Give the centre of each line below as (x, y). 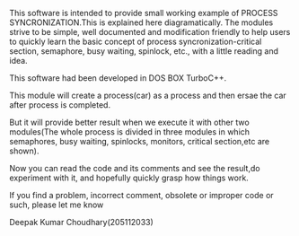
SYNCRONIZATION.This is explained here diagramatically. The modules (141, 22)
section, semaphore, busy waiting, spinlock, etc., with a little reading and (144, 51)
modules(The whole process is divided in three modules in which (129, 132)
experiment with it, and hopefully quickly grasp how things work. (129, 178)
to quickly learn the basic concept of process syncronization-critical (136, 41)
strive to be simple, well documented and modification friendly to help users (150, 32)
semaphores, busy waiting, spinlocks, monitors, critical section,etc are (140, 141)
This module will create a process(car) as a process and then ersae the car (148, 95)
